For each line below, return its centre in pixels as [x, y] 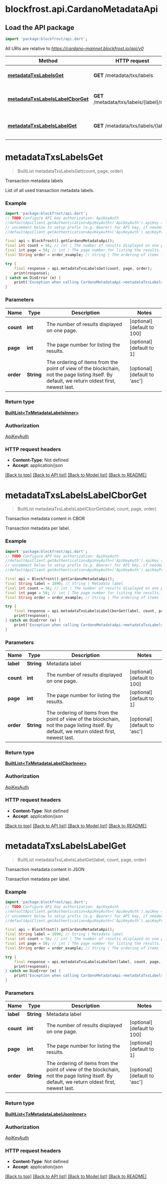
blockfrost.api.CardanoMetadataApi [82, 9]
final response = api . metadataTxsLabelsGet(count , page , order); [83, 268]
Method [48, 61]
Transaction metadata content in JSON [45, 869]
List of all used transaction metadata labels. [50, 190]
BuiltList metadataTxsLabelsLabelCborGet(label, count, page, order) [87, 509]
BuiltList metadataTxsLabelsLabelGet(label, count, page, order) [82, 860]
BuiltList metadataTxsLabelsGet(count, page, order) [70, 171]
